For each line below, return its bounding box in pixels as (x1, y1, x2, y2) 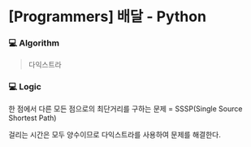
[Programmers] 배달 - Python (8, 7, 207, 26)
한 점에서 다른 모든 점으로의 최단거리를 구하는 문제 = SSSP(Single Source (8, 103, 243, 114)
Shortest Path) (8, 113, 57, 123)
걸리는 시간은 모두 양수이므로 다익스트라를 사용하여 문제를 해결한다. (8, 129, 221, 139)
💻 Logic (8, 81, 42, 93)
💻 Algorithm (8, 37, 59, 49)
